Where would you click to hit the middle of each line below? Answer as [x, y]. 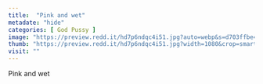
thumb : [19, 44]
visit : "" [24, 51]
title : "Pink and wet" [47, 15]
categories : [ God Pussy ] [52, 30]
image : [19, 37]
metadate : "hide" [36, 23]
